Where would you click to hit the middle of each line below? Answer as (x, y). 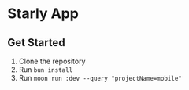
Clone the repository (52, 61)
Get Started (36, 43)
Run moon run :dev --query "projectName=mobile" (100, 78)
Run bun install (46, 70)
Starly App (43, 14)
